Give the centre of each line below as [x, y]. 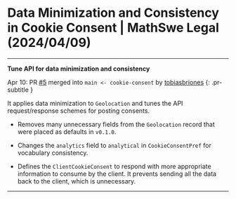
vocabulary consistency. [53, 153]
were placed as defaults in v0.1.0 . [67, 132]
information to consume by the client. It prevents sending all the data [117, 174]
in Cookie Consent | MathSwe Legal [113, 28]
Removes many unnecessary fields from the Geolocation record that [116, 124]
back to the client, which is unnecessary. [77, 181]
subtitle [18, 90]
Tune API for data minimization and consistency [79, 69]
